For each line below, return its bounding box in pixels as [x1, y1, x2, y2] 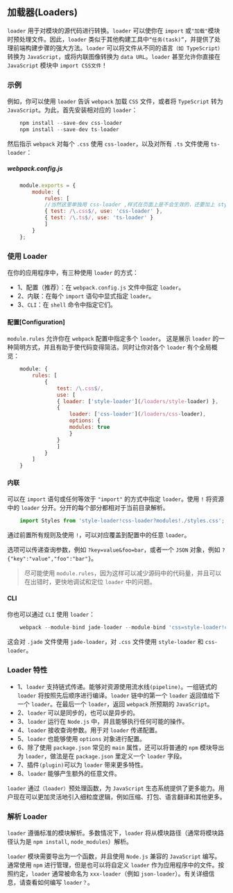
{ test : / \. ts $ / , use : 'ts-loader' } [44, 214, 154, 221]
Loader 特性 [7, 665, 48, 675]
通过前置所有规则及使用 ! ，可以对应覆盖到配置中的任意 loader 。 [7, 531, 191, 539]
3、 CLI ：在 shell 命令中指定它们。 [17, 300, 116, 309]
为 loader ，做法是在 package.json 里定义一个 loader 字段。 [17, 751, 186, 760]
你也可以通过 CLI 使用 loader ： [7, 610, 96, 619]
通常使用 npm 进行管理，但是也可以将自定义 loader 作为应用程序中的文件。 [7, 860, 218, 869]
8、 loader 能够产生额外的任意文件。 [17, 769, 121, 777]
